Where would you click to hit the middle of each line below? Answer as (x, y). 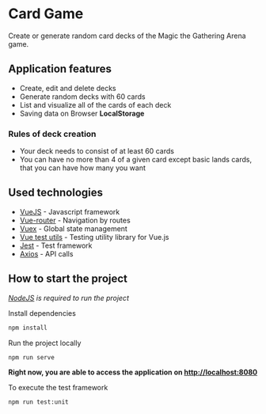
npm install (28, 328)
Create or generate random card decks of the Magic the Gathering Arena (127, 36)
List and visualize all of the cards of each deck (95, 104)
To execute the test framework (58, 388)
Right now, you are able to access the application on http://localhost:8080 (133, 372)
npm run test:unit (38, 402)
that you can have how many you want (83, 168)
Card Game (46, 14)
